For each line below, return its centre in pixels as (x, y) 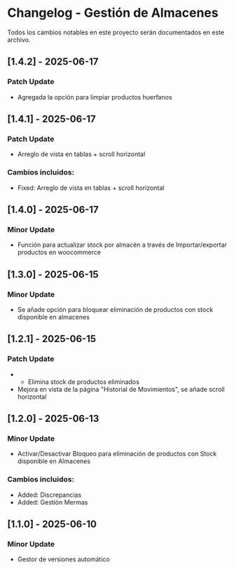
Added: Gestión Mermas (53, 502)
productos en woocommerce (59, 252)
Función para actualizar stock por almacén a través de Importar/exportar (122, 245)
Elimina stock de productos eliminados (84, 382)
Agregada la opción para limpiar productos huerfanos (95, 97)
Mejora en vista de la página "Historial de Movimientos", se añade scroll (121, 389)
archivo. (19, 39)
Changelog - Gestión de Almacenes (113, 13)
